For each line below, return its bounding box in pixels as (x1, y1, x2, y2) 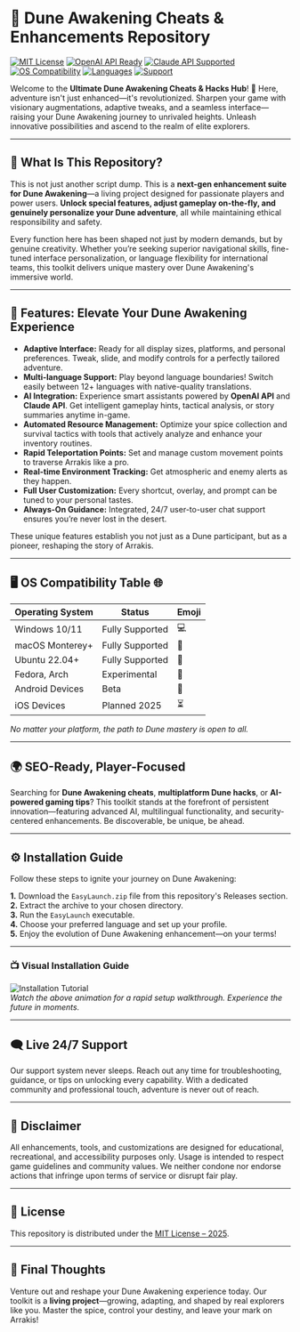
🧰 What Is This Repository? (10, 155, 163, 170)
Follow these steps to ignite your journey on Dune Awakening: (10, 874, 237, 884)
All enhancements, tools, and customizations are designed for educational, (10, 1142, 284, 1152)
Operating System (14, 606, 93, 618)
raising (10, 111, 36, 122)
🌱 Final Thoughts (10, 1263, 106, 1278)
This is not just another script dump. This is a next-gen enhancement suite (10, 178, 288, 190)
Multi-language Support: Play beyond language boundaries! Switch (22, 371, 274, 382)
